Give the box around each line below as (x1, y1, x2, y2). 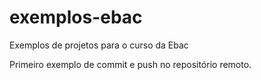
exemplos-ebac (9, 6, 143, 29)
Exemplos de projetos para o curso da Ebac (9, 39, 189, 51)
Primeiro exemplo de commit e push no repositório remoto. (9, 58, 252, 70)
